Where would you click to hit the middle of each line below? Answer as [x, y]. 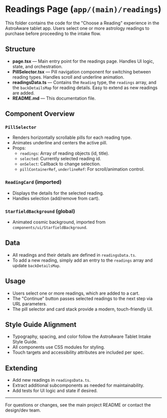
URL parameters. [30, 304]
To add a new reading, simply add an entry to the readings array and [83, 260]
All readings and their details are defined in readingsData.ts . [74, 255]
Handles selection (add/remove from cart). [56, 198]
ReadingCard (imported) [34, 182]
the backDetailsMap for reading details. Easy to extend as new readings [85, 88]
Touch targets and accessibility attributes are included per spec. [78, 352]
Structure [20, 49]
